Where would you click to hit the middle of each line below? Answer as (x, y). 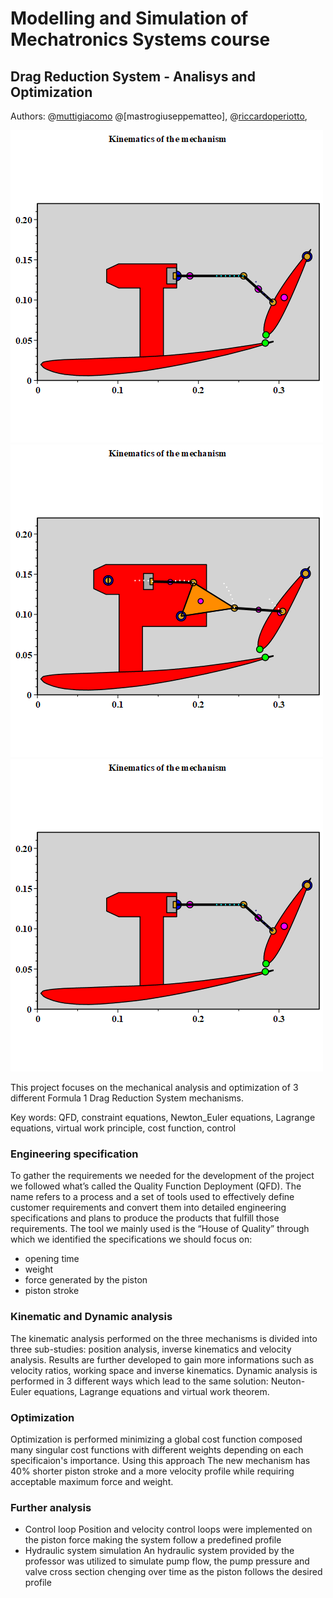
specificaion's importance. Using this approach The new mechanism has (160, 1460)
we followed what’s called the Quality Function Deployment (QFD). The (156, 1186)
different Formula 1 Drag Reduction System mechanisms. (127, 1098)
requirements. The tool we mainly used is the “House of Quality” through (160, 1229)
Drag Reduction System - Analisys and (133, 76)
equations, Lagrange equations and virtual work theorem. (151, 1391)
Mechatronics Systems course (140, 39)
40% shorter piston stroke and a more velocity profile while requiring (152, 1471)
